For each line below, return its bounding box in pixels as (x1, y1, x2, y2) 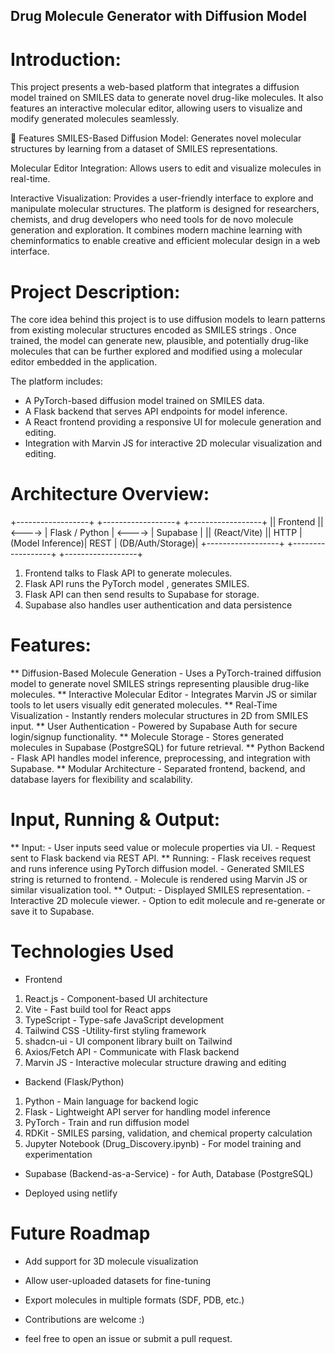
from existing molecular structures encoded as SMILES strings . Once (10, 324, 297, 336)
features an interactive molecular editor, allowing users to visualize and (10, 102, 303, 114)
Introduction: (10, 48, 122, 71)
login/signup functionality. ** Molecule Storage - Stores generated (10, 731, 284, 743)
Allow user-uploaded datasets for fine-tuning (24, 1274, 212, 1286)
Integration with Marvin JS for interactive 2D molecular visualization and (24, 437, 323, 449)
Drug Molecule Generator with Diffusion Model (10, 8, 307, 25)
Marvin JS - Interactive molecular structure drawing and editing (24, 1057, 287, 1069)
